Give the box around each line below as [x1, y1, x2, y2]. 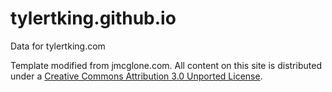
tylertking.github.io [10, 7, 177, 30]
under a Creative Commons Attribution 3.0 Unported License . [10, 70, 263, 82]
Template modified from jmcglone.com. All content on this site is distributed [10, 59, 322, 71]
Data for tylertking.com [10, 40, 106, 52]
